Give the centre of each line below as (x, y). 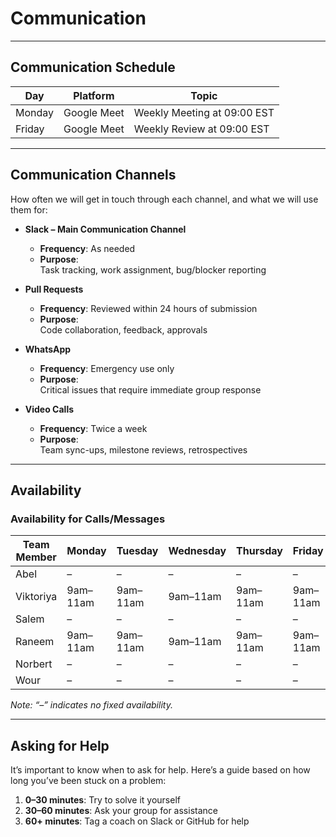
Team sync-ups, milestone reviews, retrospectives (143, 449)
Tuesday (137, 551)
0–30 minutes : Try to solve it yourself (102, 800)
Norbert (34, 664)
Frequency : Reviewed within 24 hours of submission (148, 308)
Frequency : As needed (87, 248)
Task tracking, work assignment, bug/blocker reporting (153, 269)
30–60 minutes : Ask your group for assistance (121, 811)
